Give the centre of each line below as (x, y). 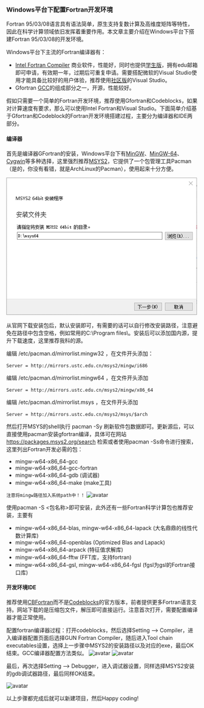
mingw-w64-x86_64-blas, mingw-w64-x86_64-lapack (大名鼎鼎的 (98, 528)
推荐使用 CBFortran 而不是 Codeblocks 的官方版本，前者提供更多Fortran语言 (99, 602)
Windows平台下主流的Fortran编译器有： (56, 52)
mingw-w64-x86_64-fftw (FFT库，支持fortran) (73, 557)
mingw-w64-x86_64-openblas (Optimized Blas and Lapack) (90, 542)
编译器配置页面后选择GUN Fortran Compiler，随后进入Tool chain (92, 637)
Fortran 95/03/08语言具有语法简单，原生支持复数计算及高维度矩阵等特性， (100, 24)
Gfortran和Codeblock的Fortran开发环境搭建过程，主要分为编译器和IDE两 (102, 116)
